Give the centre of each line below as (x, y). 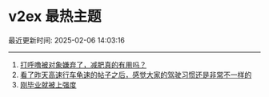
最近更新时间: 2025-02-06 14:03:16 (67, 40)
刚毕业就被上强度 (48, 84)
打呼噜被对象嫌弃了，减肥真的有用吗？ (83, 64)
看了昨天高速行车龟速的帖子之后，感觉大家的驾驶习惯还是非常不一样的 (136, 75)
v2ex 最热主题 (55, 16)
